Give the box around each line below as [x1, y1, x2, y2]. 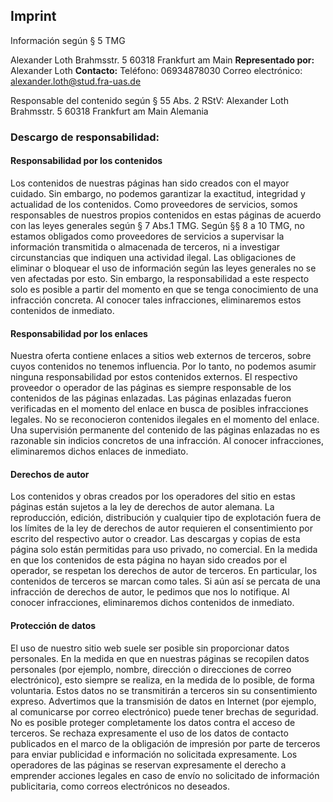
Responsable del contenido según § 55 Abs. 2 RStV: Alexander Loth [10, 94, 289, 106]
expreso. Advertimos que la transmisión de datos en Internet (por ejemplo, [10, 695, 317, 707]
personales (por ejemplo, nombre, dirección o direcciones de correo [10, 663, 292, 675]
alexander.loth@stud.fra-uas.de [10, 75, 142, 87]
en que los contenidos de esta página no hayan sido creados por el [10, 554, 288, 566]
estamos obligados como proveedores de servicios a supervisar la [10, 230, 285, 242]
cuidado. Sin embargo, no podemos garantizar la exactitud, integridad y [10, 187, 306, 199]
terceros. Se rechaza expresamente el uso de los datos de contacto [10, 727, 289, 739]
